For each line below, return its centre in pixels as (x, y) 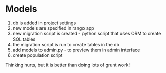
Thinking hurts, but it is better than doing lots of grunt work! (68, 65)
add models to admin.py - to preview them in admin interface (76, 50)
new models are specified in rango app (53, 28)
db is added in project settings (44, 23)
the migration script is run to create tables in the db (66, 44)
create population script (37, 55)
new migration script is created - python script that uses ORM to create (87, 33)
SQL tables (24, 39)
